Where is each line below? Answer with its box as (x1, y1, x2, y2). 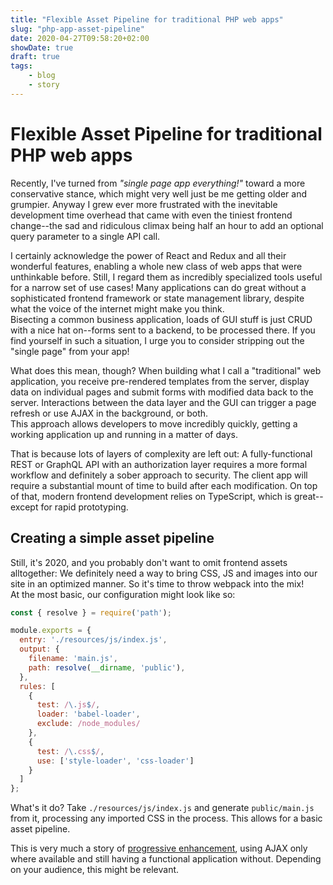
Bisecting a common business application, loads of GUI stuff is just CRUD (10, 313, 313, 325)
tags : (10, 61, 33, 71)
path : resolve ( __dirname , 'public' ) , (28, 662, 186, 673)
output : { (19, 644, 60, 655)
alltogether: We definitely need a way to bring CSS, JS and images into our (10, 567, 318, 579)
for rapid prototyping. (40, 501, 129, 513)
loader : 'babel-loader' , (36, 709, 141, 720)
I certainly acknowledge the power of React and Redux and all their (10, 249, 287, 261)
